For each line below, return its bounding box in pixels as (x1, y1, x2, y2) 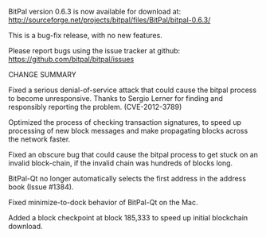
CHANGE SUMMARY (8, 70, 77, 79)
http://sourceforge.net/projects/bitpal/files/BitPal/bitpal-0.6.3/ (8, 15, 211, 25)
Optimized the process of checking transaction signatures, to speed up (8, 118, 241, 126)
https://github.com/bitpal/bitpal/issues (8, 55, 135, 64)
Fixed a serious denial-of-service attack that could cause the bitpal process (8, 85, 257, 95)
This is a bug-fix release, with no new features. (8, 31, 163, 40)
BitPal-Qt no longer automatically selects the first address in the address (8, 174, 247, 183)
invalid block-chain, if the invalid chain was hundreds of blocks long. (8, 158, 233, 168)
